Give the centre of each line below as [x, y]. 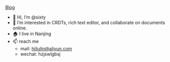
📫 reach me [26, 41]
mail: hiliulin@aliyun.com [46, 49]
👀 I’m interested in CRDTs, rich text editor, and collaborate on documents [89, 23]
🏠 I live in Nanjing [32, 34]
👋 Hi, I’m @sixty [29, 17]
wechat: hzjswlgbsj [40, 54]
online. [20, 28]
